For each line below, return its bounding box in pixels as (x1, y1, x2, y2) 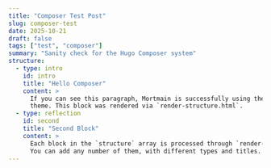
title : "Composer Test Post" (8, 11, 106, 20)
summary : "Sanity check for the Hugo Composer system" (8, 49, 197, 57)
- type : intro (15, 65, 63, 73)
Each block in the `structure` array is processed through (29, 139, 232, 148)
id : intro (23, 72, 56, 80)
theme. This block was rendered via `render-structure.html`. (29, 102, 244, 110)
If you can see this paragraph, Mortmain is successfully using (29, 94, 251, 103)
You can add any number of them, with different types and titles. (29, 147, 262, 155)
